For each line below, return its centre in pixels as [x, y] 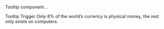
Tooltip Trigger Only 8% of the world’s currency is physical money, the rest [82, 16]
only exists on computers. [32, 22]
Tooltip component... [26, 7]
